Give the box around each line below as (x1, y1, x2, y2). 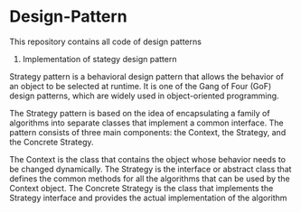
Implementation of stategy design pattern (22, 53, 177, 64)
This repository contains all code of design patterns (9, 36, 202, 47)
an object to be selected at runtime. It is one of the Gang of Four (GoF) (9, 80, 272, 91)
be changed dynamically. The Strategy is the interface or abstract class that (9, 163, 292, 174)
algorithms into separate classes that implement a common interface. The (9, 117, 284, 128)
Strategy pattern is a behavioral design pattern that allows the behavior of (9, 70, 285, 82)
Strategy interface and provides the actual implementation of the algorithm (9, 192, 287, 203)
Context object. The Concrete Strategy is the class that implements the (9, 182, 274, 193)
